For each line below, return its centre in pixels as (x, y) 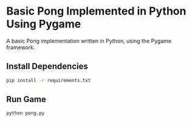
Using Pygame (44, 24)
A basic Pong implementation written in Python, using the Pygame (89, 41)
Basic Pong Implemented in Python (96, 11)
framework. (21, 47)
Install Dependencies (47, 66)
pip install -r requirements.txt (49, 80)
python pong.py (26, 114)
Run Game (26, 99)
